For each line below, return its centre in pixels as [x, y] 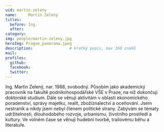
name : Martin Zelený [32, 15]
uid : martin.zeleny [26, 10]
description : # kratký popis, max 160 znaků [71, 48]
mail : [11, 53]
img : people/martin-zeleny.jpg [39, 39]
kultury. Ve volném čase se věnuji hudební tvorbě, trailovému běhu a [77, 119]
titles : [14, 20]
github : [18, 63]
